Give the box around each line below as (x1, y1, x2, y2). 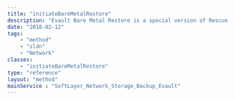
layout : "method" (7, 75, 58, 83)
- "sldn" (20, 43, 46, 50)
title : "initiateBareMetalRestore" (7, 10, 112, 18)
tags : (7, 30, 23, 37)
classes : (7, 56, 33, 63)
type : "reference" (7, 69, 61, 76)
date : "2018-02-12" (7, 23, 65, 30)
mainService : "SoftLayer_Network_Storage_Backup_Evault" (7, 82, 181, 89)
